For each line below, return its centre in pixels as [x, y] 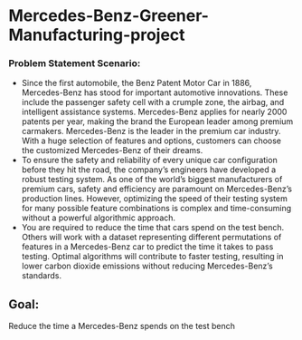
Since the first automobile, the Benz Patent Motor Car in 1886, [137, 83]
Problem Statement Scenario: [75, 63]
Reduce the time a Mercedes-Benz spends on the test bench [122, 326]
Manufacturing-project [97, 35]
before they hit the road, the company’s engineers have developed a [149, 170]
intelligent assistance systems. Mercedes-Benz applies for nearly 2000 [154, 112]
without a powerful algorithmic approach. [99, 218]
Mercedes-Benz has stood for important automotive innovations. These [155, 92]
